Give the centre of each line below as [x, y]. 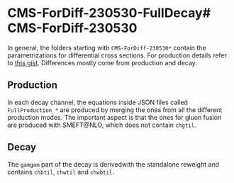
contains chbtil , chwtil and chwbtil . [61, 172]
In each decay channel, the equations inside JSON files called [97, 102]
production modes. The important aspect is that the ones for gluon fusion [115, 117]
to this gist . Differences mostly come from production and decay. [102, 62]
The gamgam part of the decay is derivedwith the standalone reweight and [113, 164]
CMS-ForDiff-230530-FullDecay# [109, 13]
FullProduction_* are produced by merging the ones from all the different [115, 110]
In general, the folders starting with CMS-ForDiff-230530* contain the [107, 48]
